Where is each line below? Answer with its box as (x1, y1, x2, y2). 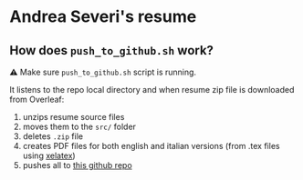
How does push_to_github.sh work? (9, 43, 214, 58)
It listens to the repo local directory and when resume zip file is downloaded (9, 85, 295, 95)
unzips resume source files (22, 112, 125, 122)
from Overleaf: (9, 94, 65, 105)
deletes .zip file (22, 131, 84, 142)
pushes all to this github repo (22, 160, 132, 170)
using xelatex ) (22, 150, 76, 161)
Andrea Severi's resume (9, 6, 197, 27)
